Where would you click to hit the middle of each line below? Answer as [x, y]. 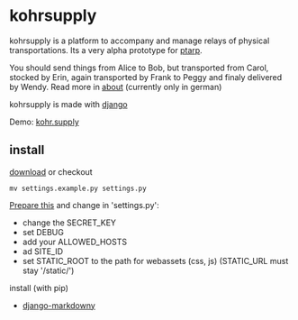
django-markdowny [59, 305]
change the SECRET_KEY [69, 223]
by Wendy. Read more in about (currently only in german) [116, 87]
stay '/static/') [48, 270]
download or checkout [51, 171]
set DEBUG [43, 232]
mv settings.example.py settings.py [78, 188]
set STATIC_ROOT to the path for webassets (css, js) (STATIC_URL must [155, 261]
